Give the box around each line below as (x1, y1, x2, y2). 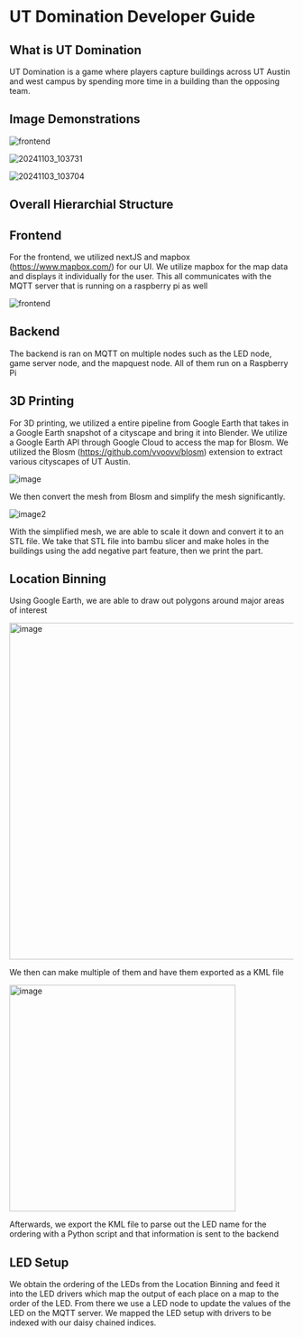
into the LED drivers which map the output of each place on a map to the (9, 1288, 280, 1299)
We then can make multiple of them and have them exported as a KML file (9, 967, 284, 978)
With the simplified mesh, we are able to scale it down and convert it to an (9, 526, 284, 537)
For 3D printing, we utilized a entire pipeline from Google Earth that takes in (9, 418, 289, 428)
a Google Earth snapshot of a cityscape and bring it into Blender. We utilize (9, 427, 288, 438)
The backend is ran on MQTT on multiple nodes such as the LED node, (9, 348, 272, 359)
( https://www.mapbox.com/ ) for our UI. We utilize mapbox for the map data (9, 261, 289, 272)
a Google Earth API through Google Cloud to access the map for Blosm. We (9, 437, 289, 447)
